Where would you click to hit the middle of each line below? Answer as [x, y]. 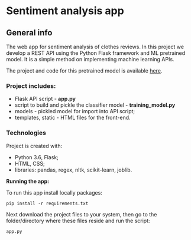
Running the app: [27, 181]
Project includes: [31, 86]
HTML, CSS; [30, 163]
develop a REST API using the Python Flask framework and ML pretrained [96, 53]
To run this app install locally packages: [54, 192]
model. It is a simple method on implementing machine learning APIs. [90, 59]
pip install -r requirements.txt [47, 203]
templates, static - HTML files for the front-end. [73, 118]
